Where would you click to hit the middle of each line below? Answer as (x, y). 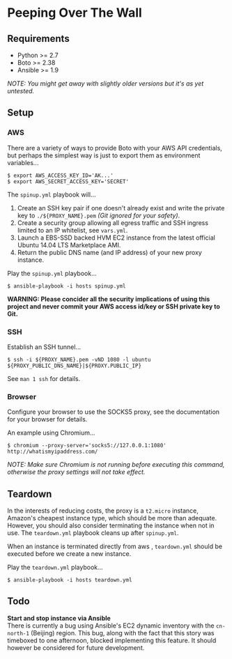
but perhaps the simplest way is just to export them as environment (104, 155)
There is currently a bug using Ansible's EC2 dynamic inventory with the (111, 626)
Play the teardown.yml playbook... (55, 567)
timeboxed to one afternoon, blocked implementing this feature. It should (112, 640)
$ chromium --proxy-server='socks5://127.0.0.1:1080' (87, 446)
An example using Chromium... (51, 433)
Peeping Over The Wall (75, 13)
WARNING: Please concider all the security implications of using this (109, 299)
